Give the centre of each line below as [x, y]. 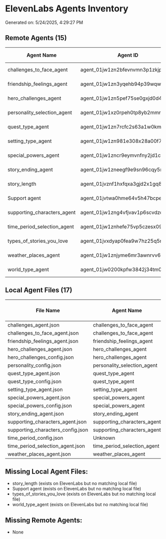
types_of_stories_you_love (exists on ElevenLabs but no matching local [84, 494]
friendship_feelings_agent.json [43, 341]
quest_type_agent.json [34, 373]
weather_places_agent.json [39, 454]
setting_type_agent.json [35, 389]
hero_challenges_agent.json [40, 349]
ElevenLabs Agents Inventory [67, 9]
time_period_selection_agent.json [46, 446]
